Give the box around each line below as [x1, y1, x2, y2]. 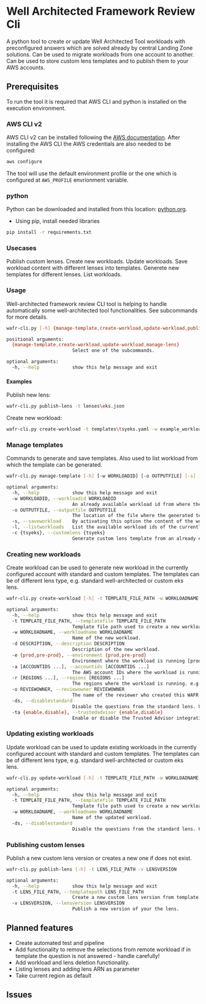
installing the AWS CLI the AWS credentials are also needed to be [6, 140, 172, 148]
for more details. [6, 313, 48, 321]
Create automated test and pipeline [15, 939, 105, 946]
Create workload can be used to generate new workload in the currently [6, 564, 189, 572]
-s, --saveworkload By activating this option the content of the [12, 518, 193, 524]
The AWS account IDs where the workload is [72, 669, 185, 675]
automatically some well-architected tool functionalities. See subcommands [6, 306, 198, 314]
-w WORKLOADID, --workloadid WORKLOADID [12, 496, 116, 502]
